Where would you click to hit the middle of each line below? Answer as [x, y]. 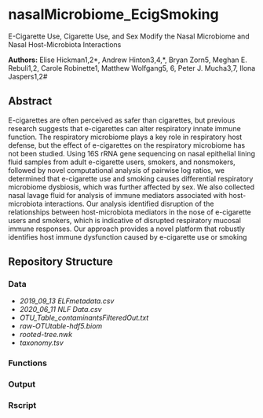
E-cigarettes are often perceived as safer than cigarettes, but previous [122, 120]
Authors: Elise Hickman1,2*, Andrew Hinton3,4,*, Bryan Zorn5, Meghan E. [128, 60]
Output [22, 384]
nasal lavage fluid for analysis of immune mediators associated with [118, 195]
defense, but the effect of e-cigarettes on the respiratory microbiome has [127, 145]
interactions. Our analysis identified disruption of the [129, 203]
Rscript [22, 405]
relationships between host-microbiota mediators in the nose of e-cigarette [130, 212]
